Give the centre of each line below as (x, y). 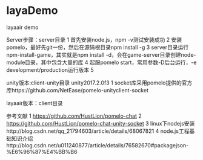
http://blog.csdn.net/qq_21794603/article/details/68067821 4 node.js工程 (98, 131)
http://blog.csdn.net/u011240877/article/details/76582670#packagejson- (98, 145)
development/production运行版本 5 (50, 69)
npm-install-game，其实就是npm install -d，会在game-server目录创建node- (101, 54)
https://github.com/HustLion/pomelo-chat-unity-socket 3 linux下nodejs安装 (101, 123)
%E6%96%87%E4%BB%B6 (42, 152)
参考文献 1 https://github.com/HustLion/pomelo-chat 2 (74, 116)
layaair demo (22, 27)
